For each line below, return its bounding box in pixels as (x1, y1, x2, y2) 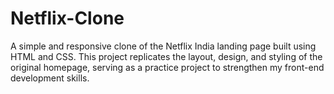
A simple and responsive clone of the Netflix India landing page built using (10, 40, 317, 52)
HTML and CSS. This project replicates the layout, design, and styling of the (10, 50, 323, 62)
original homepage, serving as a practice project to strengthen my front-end (10, 61, 325, 73)
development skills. (10, 72, 90, 84)
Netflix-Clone (10, 7, 125, 30)
